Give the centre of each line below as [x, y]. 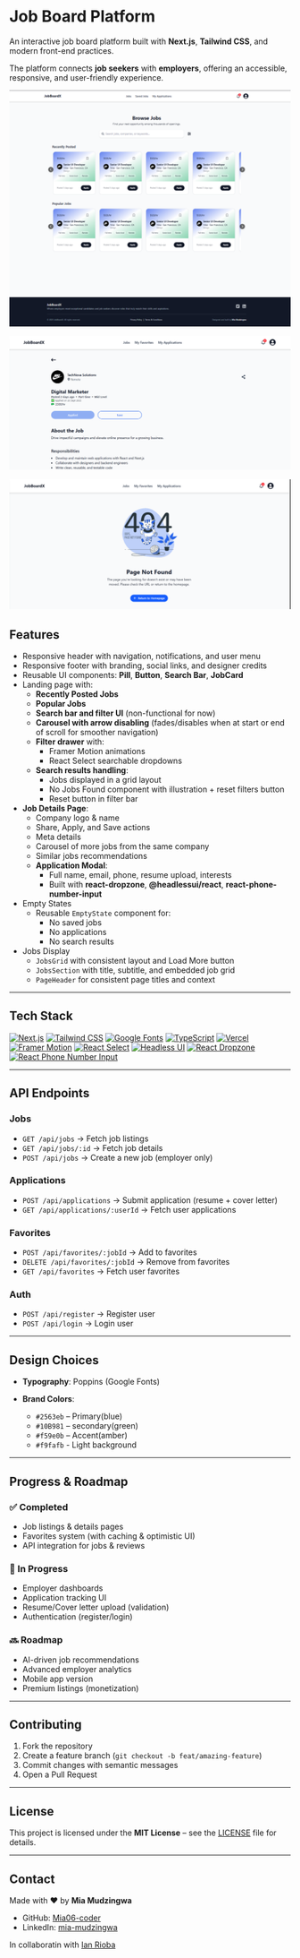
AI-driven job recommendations [81, 1660]
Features [34, 635]
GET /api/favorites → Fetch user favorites [101, 1271]
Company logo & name [78, 818]
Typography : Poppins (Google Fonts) [91, 1382]
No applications [78, 932]
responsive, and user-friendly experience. [86, 77]
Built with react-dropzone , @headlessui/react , [136, 885]
